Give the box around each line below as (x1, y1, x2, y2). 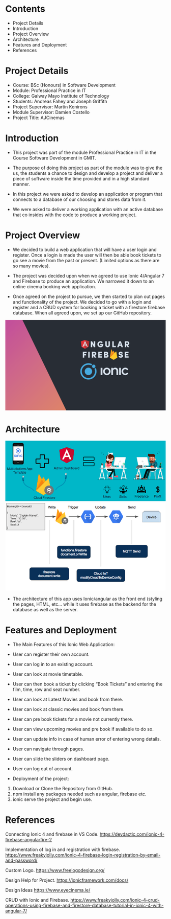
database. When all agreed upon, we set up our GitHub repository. (12, 310, 152, 316)
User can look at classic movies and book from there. (12, 706, 125, 712)
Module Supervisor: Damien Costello (12, 109, 90, 115)
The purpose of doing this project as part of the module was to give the (12, 165, 163, 171)
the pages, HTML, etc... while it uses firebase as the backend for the (12, 601, 156, 607)
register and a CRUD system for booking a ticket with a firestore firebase (12, 304, 165, 310)
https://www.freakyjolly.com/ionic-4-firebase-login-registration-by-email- (5, 852, 161, 858)
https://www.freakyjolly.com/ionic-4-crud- (70, 897, 160, 903)
